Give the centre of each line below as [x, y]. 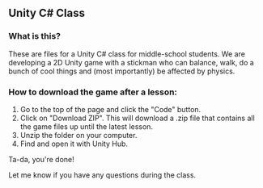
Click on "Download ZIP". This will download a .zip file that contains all [137, 118]
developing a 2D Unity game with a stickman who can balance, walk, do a [131, 62]
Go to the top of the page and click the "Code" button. [110, 109]
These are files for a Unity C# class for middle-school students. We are [127, 54]
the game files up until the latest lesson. [87, 126]
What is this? [34, 36]
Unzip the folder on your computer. [78, 135]
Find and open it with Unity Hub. [74, 144]
